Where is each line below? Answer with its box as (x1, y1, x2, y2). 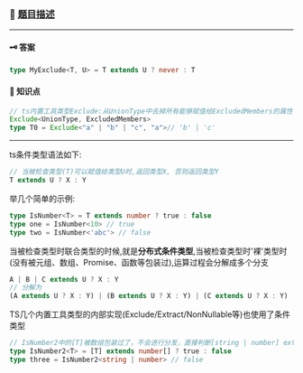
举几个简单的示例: (9, 192, 76, 204)
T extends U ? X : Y (9, 176, 87, 185)
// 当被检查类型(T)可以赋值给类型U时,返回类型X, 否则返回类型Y (9, 167, 219, 177)
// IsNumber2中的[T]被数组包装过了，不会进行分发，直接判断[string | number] (9, 339, 280, 348)
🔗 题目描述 (9, 7, 56, 20)
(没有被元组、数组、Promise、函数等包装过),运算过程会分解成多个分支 (9, 256, 269, 267)
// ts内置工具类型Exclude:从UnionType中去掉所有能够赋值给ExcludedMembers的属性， (9, 107, 300, 116)
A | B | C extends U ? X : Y (9, 275, 119, 284)
